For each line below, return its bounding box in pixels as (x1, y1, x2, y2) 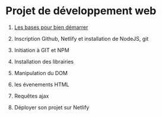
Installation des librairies (14, 58, 74, 65)
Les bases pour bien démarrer (14, 24, 88, 31)
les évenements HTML (14, 81, 69, 88)
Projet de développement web (5, 4, 157, 18)
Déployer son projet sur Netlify (14, 103, 90, 110)
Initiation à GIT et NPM (14, 46, 69, 54)
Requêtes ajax (14, 92, 49, 99)
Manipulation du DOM (14, 69, 68, 76)
